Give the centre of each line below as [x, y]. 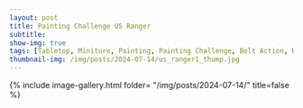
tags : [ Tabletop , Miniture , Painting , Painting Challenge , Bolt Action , [149, 51]
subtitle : [28, 34]
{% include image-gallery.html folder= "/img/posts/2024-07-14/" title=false [150, 85]
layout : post [34, 18]
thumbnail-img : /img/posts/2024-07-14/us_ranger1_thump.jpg [125, 59]
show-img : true [38, 43]
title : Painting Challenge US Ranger [80, 26]
